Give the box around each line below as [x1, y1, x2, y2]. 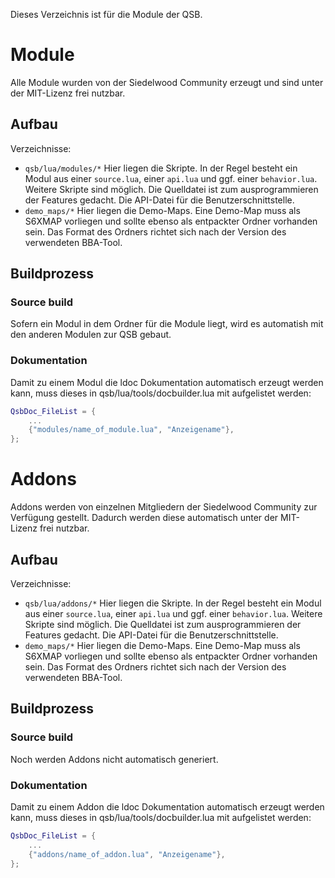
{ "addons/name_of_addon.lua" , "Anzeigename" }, [28, 849, 226, 859]
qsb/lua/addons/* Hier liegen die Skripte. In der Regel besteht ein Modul [24, 597, 322, 609]
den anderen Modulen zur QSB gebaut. [10, 329, 172, 341]
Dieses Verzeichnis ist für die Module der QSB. [10, 9, 203, 20]
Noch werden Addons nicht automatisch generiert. [10, 753, 219, 765]
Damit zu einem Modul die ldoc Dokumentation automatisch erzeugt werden [10, 376, 324, 388]
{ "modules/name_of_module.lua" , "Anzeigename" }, [28, 425, 235, 435]
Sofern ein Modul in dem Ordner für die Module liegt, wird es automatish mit [10, 318, 324, 330]
